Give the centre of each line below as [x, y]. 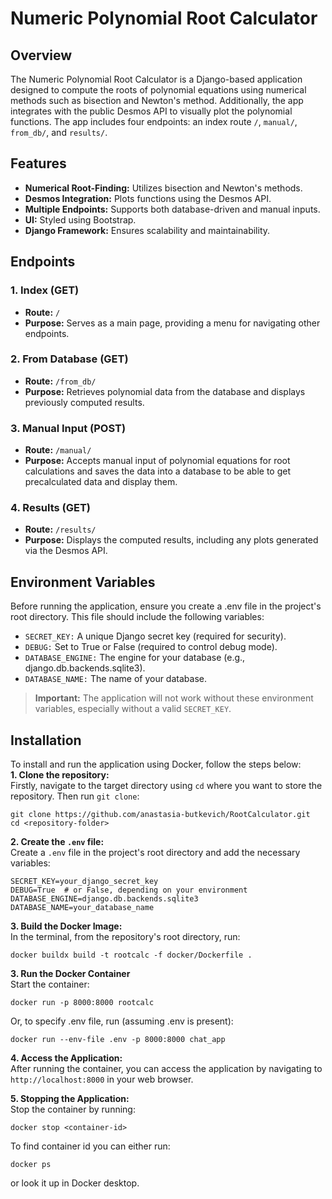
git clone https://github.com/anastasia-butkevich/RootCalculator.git [160, 815]
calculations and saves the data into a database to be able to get [158, 471]
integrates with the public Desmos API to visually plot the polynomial [151, 111]
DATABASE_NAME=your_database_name [82, 908]
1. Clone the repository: [60, 775]
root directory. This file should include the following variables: [137, 617]
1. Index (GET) [45, 290]
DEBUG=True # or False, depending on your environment [129, 890]
